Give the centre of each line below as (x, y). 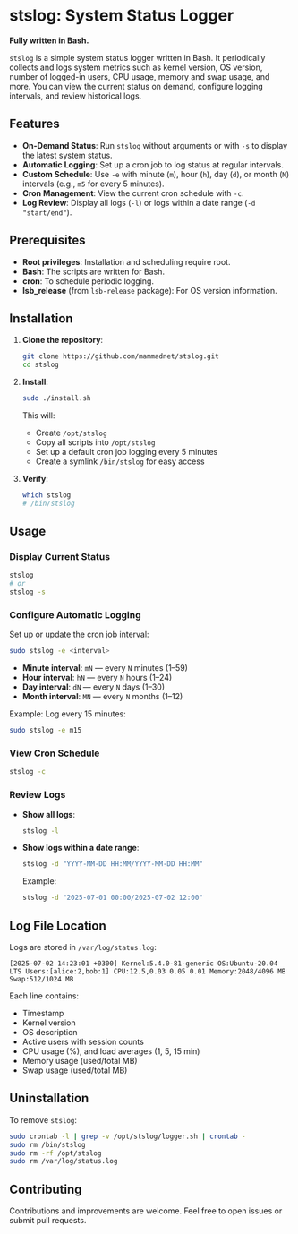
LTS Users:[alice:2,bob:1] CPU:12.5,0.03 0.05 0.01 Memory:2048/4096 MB (148, 972)
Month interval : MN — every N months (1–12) (102, 697)
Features (34, 124)
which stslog (47, 495)
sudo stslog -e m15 (46, 731)
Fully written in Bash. (49, 40)
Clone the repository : (63, 340)
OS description (50, 1033)
